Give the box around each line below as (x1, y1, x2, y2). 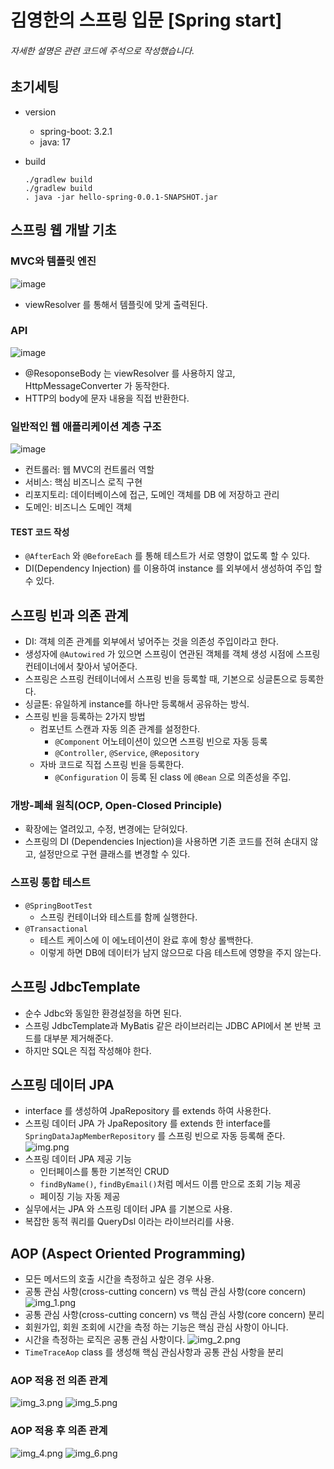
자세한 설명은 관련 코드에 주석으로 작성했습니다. (10, 44, 195, 56)
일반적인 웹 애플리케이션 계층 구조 (10, 419, 162, 433)
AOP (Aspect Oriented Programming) (10, 1245, 247, 1262)
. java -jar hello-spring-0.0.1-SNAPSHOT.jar (24, 192, 218, 202)
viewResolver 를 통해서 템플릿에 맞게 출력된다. (24, 298, 208, 310)
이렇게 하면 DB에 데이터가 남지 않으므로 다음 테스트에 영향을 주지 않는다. (39, 946, 322, 958)
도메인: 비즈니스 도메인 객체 (24, 501, 133, 513)
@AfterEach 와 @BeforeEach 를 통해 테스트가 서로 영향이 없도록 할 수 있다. (24, 550, 311, 562)
